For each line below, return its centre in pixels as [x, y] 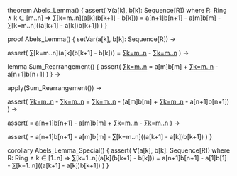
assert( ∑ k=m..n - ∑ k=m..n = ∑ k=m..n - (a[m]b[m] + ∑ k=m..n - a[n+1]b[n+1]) [118, 101]
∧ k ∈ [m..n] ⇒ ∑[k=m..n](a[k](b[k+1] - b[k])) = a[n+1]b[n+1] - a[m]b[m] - [114, 18]
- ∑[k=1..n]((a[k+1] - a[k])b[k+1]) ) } [58, 165]
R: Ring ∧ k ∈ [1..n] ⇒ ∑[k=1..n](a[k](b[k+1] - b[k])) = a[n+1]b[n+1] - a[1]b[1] [117, 158]
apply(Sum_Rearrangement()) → [55, 88]
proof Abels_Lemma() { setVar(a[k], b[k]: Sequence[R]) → [92, 39]
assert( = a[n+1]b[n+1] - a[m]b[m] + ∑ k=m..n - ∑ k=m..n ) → [94, 123]
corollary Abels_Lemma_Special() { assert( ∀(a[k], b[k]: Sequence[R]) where [119, 150]
